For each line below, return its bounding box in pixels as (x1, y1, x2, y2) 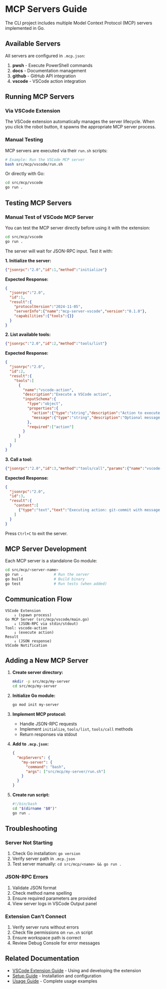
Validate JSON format (12, 884, 57, 891)
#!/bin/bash (12, 802, 37, 806)
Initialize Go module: (12, 693, 56, 699)
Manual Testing (5, 136, 43, 143)
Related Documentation (5, 954, 80, 963)
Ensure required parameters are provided (12, 895, 97, 901)
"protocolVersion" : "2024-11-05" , (14, 304, 83, 309)
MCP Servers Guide (5, 3, 87, 15)
